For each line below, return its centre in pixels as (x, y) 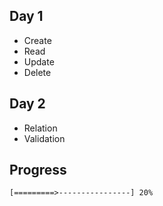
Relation (40, 128)
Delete (37, 72)
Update (39, 61)
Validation (44, 138)
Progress (38, 170)
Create (37, 40)
